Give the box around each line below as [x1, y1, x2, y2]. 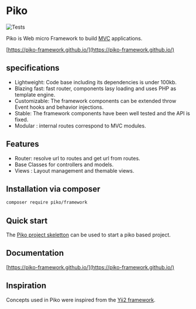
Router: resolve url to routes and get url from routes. [14, 154, 140, 162]
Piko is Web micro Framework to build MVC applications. [6, 35, 143, 42]
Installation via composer [6, 184, 101, 194]
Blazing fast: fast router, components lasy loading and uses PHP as [14, 85, 177, 92]
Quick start [6, 215, 48, 226]
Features [6, 139, 39, 149]
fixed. [14, 116, 29, 123]
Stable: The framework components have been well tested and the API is [14, 109, 190, 116]
